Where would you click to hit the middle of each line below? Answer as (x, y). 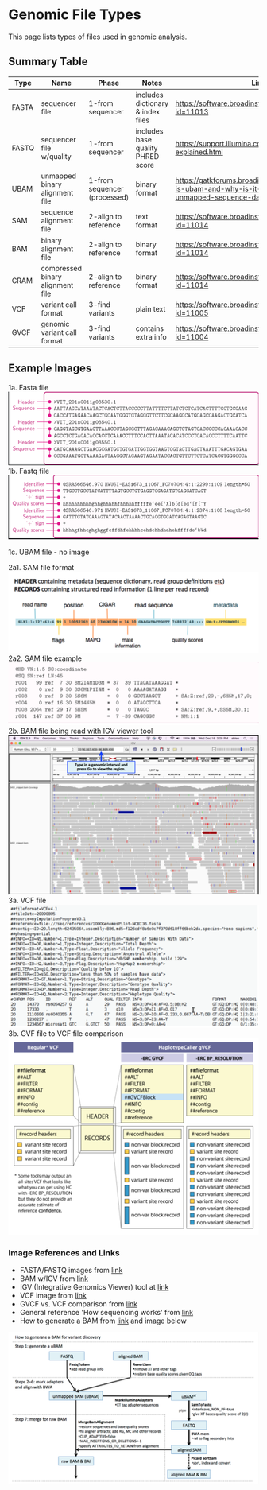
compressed (61, 268)
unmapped (59, 176)
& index (148, 111)
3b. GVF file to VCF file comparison (66, 1034)
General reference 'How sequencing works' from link (106, 1313)
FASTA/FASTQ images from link (71, 1271)
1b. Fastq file (29, 471)
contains (150, 328)
